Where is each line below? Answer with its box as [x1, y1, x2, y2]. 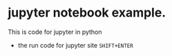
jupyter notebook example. [8, 5, 166, 21]
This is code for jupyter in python [8, 28, 102, 36]
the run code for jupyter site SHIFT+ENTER [17, 41, 133, 49]
